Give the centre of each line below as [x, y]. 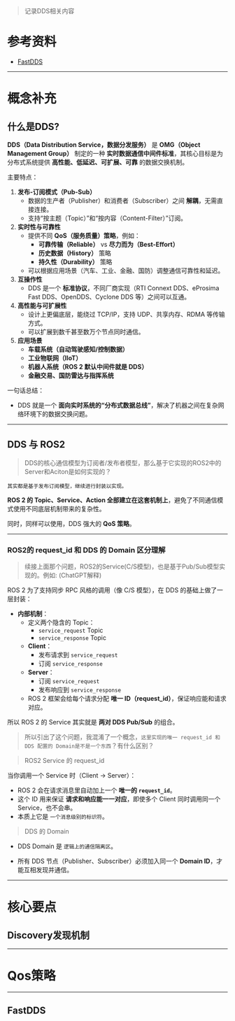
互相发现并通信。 [48, 870]
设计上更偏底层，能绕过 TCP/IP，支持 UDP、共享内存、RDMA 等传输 [126, 314]
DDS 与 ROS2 [36, 444]
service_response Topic [72, 638]
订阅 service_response [70, 664]
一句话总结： [26, 390]
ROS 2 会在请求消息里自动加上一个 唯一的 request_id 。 [97, 790]
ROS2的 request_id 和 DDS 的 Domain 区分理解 [86, 550]
